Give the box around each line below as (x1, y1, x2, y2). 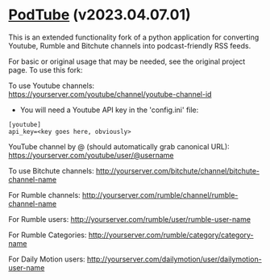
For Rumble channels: (8, 190, 81, 199)
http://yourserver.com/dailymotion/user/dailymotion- (87, 254, 262, 264)
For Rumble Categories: (8, 230, 87, 240)
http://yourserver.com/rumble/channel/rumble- (81, 190, 239, 199)
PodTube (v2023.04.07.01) (8, 6, 191, 24)
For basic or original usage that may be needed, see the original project (8, 56, 246, 66)
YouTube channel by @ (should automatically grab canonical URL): (8, 141, 230, 151)
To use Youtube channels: (8, 81, 95, 90)
